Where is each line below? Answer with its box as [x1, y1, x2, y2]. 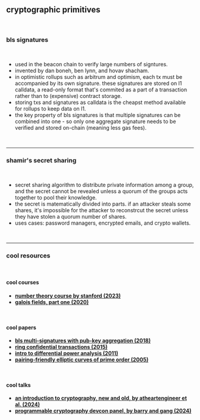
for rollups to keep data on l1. [14, 105, 86, 112]
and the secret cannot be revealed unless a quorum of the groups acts [14, 188, 188, 195]
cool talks [6, 381, 31, 388]
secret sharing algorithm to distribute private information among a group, [14, 182, 194, 189]
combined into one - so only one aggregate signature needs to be [14, 118, 177, 125]
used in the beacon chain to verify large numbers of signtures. [14, 61, 168, 68]
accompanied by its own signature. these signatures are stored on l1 [14, 80, 182, 87]
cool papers [6, 324, 37, 331]
